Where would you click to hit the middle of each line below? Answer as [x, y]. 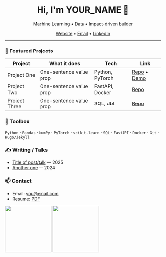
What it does [65, 64]
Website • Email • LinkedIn [83, 33]
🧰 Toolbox [17, 122]
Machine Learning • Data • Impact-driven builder [83, 24]
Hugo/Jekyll [17, 137]
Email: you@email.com [35, 194]
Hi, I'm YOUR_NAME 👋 [83, 10]
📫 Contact [18, 181]
